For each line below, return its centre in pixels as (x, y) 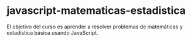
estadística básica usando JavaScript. (52, 32)
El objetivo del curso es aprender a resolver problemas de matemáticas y (95, 27)
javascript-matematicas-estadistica (96, 11)
